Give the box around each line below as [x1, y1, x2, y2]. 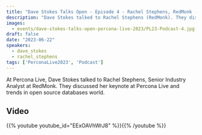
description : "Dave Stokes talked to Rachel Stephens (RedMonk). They [6, 14, 187, 20]
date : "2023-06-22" [6, 37, 55, 43]
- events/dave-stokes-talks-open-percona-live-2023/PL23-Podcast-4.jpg [11, 25, 195, 32]
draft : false [6, 31, 39, 37]
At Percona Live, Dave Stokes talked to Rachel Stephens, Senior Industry [6, 76, 186, 83]
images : [6, 20, 26, 26]
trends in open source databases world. [6, 89, 105, 96]
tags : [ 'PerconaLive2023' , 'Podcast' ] [6, 59, 103, 65]
